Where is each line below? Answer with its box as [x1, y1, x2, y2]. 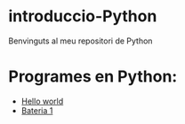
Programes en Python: [8, 66, 178, 87]
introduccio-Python [8, 6, 157, 27]
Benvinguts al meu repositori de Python [8, 35, 153, 46]
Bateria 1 [20, 105, 53, 116]
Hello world [20, 96, 64, 106]
